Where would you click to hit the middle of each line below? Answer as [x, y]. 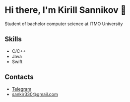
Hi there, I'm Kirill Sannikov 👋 [65, 10]
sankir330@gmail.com [35, 94]
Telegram [22, 89]
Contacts [19, 77]
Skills [13, 39]
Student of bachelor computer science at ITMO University [64, 24]
